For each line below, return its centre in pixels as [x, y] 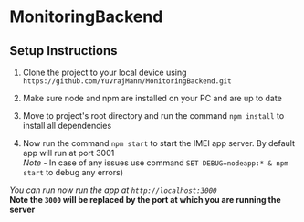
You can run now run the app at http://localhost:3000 [113, 190]
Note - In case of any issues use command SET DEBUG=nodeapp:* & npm [156, 163]
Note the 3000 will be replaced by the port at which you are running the [145, 200]
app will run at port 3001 [68, 153]
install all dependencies [67, 126]
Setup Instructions [63, 51]
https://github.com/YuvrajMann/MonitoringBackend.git [127, 81]
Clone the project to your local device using [105, 72]
